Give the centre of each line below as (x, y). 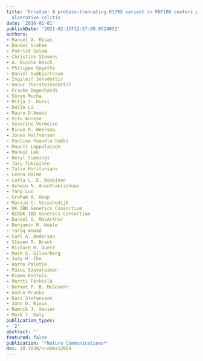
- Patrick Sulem (27, 51)
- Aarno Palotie (27, 264)
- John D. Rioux (27, 304)
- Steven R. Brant (29, 242)
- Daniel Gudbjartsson (35, 74)
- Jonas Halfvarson (31, 136)
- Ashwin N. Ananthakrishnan (43, 186)
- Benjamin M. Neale (32, 225)
